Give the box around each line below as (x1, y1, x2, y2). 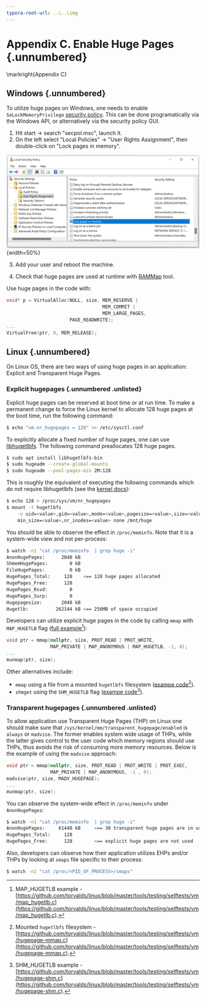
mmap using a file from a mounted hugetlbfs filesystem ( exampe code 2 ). (15, 679, 195, 688)
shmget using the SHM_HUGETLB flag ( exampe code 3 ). (15, 687, 144, 695)
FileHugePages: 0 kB (6, 567, 81, 573)
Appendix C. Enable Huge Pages (6, 37, 174, 51)
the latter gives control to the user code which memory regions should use (6, 737, 195, 744)
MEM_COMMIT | (102, 304, 136, 310)
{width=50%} (6, 249, 41, 257)
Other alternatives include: (6, 668, 74, 675)
